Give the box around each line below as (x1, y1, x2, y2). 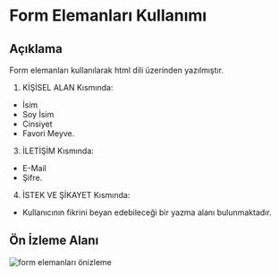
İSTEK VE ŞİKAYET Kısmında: (21, 190, 131, 200)
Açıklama (9, 41, 63, 56)
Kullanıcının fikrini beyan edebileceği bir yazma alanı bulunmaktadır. (21, 207, 272, 218)
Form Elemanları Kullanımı (9, 5, 207, 26)
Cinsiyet (21, 118, 53, 129)
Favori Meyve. (21, 128, 75, 139)
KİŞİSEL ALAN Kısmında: (21, 82, 114, 92)
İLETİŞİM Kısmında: (21, 145, 94, 156)
